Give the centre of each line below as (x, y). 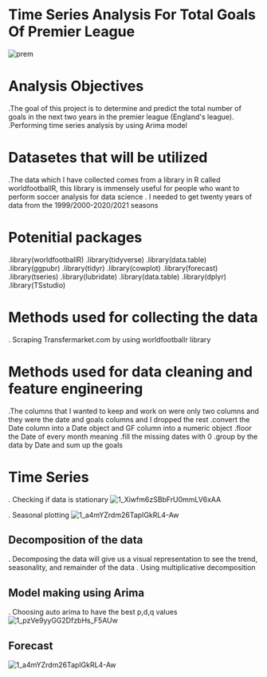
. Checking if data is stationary (59, 499)
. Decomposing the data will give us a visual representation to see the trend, (133, 559)
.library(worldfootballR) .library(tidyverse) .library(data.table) (108, 259)
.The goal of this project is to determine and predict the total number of (125, 108)
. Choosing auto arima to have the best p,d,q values (93, 612)
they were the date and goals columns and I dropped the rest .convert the (129, 419)
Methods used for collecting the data (133, 317)
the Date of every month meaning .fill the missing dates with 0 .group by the (133, 436)
